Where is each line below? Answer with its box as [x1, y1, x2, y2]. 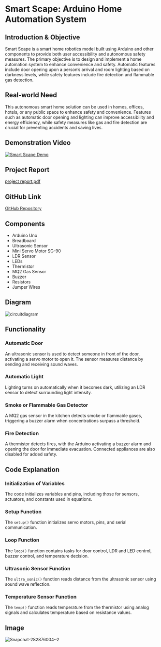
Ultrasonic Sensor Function [5, 565, 71, 572]
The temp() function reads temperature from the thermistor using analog [5, 604, 149, 611]
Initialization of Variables [5, 480, 65, 487]
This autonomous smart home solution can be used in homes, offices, [5, 104, 144, 110]
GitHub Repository [5, 206, 42, 211]
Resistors [12, 279, 31, 285]
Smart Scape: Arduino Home [5, 3, 122, 15]
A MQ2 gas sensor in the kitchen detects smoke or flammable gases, [5, 413, 143, 419]
